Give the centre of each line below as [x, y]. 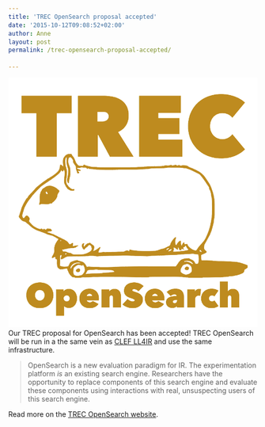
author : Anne [30, 33]
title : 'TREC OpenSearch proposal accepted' [83, 17]
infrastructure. [32, 350]
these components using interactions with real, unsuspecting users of [141, 391]
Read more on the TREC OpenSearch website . [83, 414]
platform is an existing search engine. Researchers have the [125, 374]
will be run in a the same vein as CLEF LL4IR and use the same [110, 341]
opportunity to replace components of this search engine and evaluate [142, 382]
